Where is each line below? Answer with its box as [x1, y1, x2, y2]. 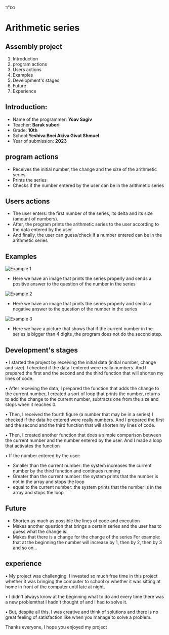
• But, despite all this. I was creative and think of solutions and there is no [5, 609, 158, 615]
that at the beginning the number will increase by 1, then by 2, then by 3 [12, 539, 162, 545]
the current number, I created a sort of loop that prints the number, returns [5, 391, 160, 397]
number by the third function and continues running [12, 468, 120, 474]
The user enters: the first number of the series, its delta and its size [12, 210, 153, 216]
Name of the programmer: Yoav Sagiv [12, 116, 93, 122]
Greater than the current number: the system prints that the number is [12, 473, 158, 480]
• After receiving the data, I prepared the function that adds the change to [5, 386, 159, 392]
